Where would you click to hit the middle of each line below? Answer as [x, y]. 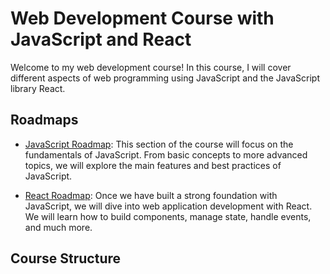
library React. [38, 88]
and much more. [58, 227]
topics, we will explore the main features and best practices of [153, 165]
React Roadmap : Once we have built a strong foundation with [151, 195]
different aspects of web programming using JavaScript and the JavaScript [165, 78]
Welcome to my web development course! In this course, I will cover [151, 67]
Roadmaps [44, 120]
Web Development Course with [142, 18]
